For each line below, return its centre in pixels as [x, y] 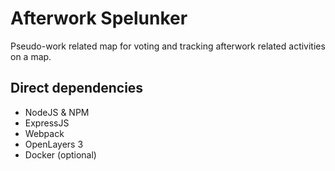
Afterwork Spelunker [99, 18]
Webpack [44, 133]
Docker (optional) [60, 154]
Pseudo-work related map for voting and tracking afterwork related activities [168, 46]
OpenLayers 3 [54, 144]
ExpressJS [47, 123]
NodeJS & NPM [57, 112]
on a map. [31, 56]
